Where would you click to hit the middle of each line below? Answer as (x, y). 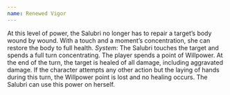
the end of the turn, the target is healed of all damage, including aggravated (115, 62)
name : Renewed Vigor (37, 13)
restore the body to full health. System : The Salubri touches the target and (113, 47)
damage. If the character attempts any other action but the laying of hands (113, 70)
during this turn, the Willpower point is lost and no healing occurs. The (107, 77)
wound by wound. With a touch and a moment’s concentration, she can (109, 40)
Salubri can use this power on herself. (61, 84)
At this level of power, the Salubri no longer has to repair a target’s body (109, 33)
